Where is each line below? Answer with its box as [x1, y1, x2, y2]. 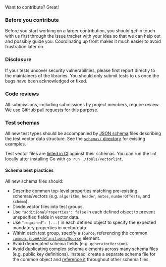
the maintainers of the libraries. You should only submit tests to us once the [5, 72, 160, 78]
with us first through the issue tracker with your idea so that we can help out [5, 33, 161, 39]
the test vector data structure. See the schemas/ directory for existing [5, 136, 145, 142]
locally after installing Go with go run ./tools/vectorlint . [5, 156, 123, 162]
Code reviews [5, 90, 39, 97]
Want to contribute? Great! [5, 4, 59, 10]
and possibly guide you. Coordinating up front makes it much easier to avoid [5, 38, 161, 44]
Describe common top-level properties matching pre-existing [12, 188, 138, 194]
